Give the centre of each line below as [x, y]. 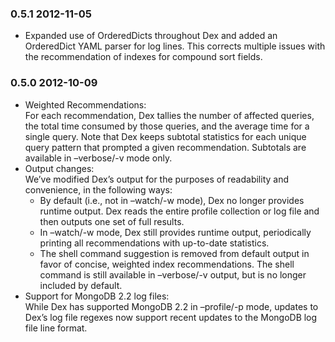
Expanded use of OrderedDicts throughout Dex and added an [151, 36]
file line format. [56, 328]
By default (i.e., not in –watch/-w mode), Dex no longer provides [172, 200]
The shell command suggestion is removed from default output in [174, 253]
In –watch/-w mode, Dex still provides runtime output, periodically [175, 232]
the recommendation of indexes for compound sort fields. [143, 57]
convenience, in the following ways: [98, 189]
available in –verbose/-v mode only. [98, 158]
